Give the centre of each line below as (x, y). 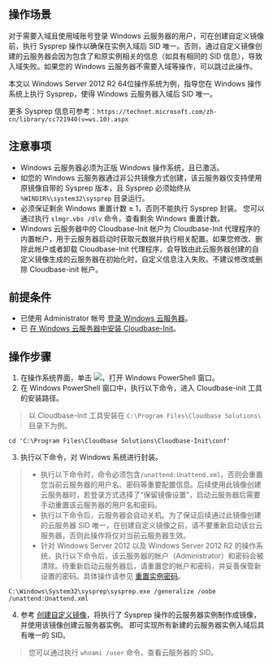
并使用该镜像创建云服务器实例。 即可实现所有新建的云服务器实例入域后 (139, 625)
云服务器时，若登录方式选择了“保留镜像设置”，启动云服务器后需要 (150, 495)
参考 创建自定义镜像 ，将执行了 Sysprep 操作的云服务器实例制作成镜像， (141, 615)
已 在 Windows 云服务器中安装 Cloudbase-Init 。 (100, 329)
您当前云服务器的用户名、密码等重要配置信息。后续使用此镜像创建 (151, 485)
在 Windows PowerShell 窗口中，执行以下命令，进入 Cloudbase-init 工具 (141, 388)
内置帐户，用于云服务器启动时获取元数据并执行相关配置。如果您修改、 (138, 238)
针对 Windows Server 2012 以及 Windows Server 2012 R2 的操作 (148, 546)
